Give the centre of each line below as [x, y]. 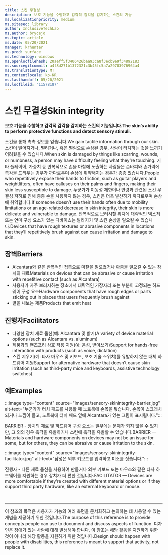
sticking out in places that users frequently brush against [71, 297]
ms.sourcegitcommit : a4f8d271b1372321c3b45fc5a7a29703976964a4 [72, 66]
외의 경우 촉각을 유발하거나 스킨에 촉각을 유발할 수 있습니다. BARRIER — [87, 432]
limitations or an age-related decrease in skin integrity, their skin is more [79, 208]
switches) [22, 374]
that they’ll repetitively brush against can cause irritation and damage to [79, 232]
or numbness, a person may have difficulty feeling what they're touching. [80, 160]
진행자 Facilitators [32, 320]
